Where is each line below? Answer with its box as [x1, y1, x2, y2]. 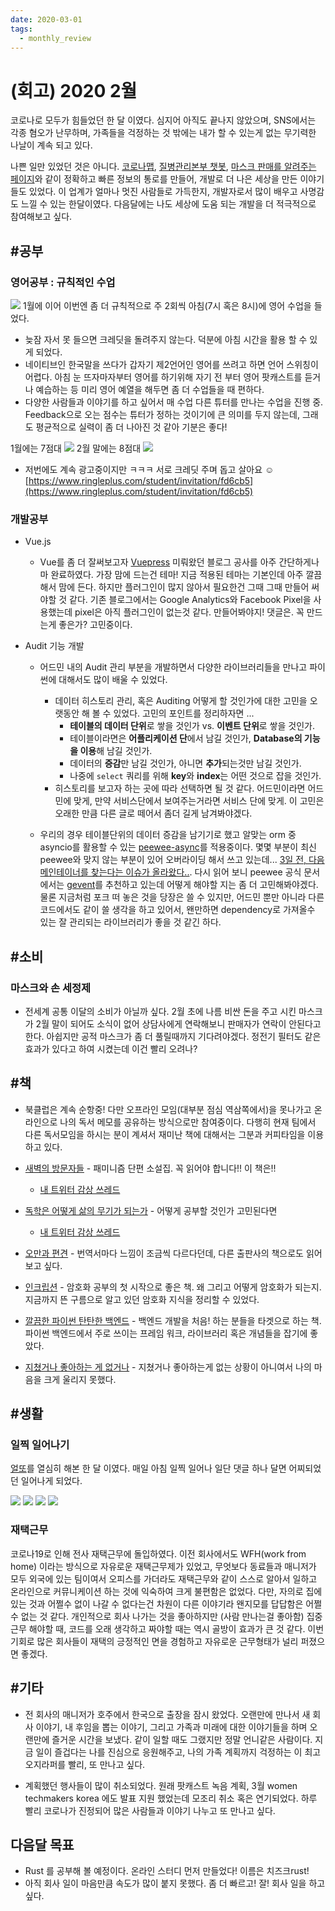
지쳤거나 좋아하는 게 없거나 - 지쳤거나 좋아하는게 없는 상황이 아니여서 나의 [24, 1361, 312, 1373]
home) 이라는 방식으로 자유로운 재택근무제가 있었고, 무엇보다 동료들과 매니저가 [10, 1560, 317, 1572]
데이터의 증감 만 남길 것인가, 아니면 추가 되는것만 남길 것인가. [69, 757, 302, 770]
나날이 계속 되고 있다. [10, 139, 93, 151]
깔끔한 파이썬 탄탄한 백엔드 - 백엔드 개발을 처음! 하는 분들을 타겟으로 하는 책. [24, 1314, 322, 1326]
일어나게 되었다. [20, 1475, 83, 1487]
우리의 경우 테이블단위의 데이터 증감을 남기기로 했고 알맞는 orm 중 [39, 829, 297, 841]
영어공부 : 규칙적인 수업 [10, 275, 116, 289]
